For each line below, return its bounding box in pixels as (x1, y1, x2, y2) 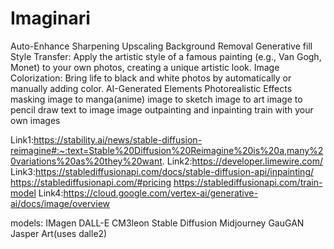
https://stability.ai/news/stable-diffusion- (33, 133, 203, 146)
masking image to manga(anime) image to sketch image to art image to (10, 93, 303, 105)
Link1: (10, 133, 34, 146)
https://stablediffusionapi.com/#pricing (10, 176, 172, 188)
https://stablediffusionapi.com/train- (173, 176, 323, 188)
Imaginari (10, 7, 91, 30)
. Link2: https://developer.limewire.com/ (161, 155, 324, 167)
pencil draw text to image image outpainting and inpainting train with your (10, 103, 314, 116)
